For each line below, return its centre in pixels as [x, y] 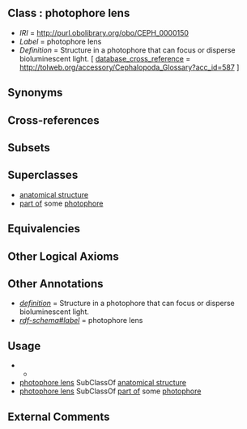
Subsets [29, 148]
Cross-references [54, 120]
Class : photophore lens [69, 13]
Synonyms [35, 93]
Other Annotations [55, 284]
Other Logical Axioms [63, 256]
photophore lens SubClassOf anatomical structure [103, 383]
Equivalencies [44, 229]
